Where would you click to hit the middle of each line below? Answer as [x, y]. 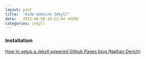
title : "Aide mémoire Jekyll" [37, 14]
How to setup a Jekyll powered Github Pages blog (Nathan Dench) [73, 51]
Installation [19, 41]
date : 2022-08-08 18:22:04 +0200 [42, 19]
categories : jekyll [25, 23]
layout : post [19, 10]
